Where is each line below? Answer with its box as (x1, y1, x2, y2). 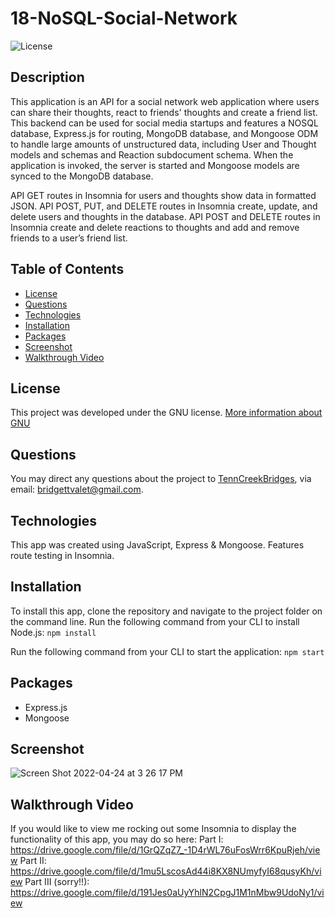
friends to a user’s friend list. (10, 232, 128, 244)
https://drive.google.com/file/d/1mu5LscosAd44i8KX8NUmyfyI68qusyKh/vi (10, 865, 322, 877)
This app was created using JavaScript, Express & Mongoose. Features (10, 539, 305, 551)
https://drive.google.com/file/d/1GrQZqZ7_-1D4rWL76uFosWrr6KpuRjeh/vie (10, 844, 321, 856)
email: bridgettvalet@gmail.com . (10, 483, 144, 496)
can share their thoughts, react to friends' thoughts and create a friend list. (10, 106, 318, 118)
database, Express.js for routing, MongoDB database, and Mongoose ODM (10, 127, 319, 139)
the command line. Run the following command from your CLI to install (10, 615, 300, 627)
